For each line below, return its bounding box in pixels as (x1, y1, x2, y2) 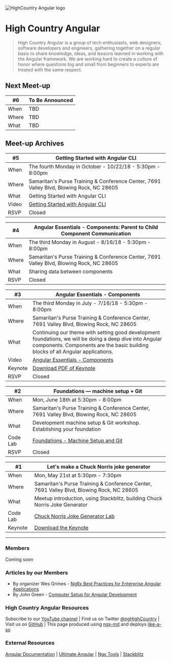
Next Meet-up (5, 82, 51, 90)
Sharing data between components (28, 268, 113, 275)
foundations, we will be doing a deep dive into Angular (32, 335, 162, 342)
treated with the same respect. (17, 66, 82, 72)
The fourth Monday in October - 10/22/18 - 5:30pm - (28, 163, 160, 170)
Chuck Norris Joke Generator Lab (34, 512, 115, 520)
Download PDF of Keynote (32, 364, 96, 372)
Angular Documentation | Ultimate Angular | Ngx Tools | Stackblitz (5, 651, 144, 657)
